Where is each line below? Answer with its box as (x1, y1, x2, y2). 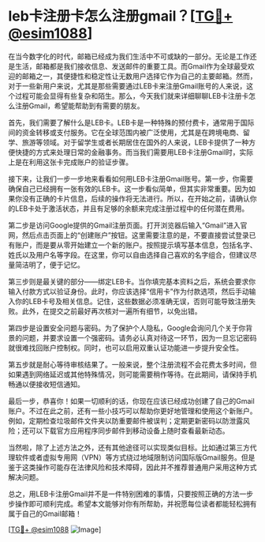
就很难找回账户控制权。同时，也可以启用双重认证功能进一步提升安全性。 (8, 343, 243, 352)
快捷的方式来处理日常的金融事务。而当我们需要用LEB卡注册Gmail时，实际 (14, 147, 254, 156)
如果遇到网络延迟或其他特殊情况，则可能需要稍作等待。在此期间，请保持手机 (8, 369, 257, 379)
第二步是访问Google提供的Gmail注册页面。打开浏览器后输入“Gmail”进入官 (8, 220, 248, 230)
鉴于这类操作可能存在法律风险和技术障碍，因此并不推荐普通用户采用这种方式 (8, 462, 257, 472)
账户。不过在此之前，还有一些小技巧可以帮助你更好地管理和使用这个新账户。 (8, 406, 257, 416)
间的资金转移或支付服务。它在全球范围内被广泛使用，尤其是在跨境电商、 (8, 127, 243, 137)
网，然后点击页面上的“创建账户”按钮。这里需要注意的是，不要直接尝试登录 (8, 230, 250, 239)
